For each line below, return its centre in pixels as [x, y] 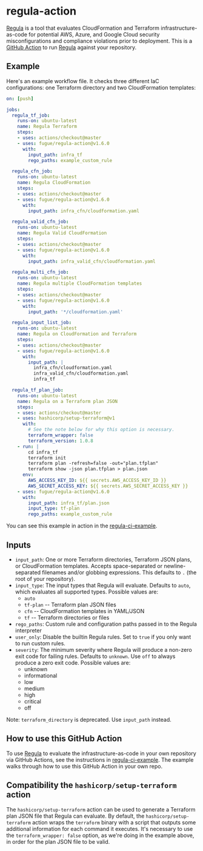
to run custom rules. [40, 643]
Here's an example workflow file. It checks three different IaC [83, 81]
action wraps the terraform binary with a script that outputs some [114, 822]
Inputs [19, 545]
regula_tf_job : [31, 115]
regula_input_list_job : [42, 323]
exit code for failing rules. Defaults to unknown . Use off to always [95, 656]
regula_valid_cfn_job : [40, 222]
